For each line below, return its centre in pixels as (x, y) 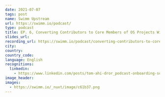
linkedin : (19, 69)
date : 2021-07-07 (23, 10)
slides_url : (17, 37)
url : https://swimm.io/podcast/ (38, 23)
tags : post (16, 14)
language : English (24, 60)
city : (11, 46)
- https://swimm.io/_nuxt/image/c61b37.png (55, 87)
